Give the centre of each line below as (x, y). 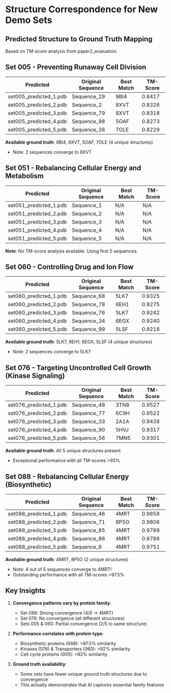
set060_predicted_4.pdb (37, 321)
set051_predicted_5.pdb (37, 238)
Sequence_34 (89, 321)
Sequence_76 (89, 313)
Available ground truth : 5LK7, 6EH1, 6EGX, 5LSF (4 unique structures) (79, 342)
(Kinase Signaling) (35, 376)
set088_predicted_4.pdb (37, 539)
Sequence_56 (89, 438)
